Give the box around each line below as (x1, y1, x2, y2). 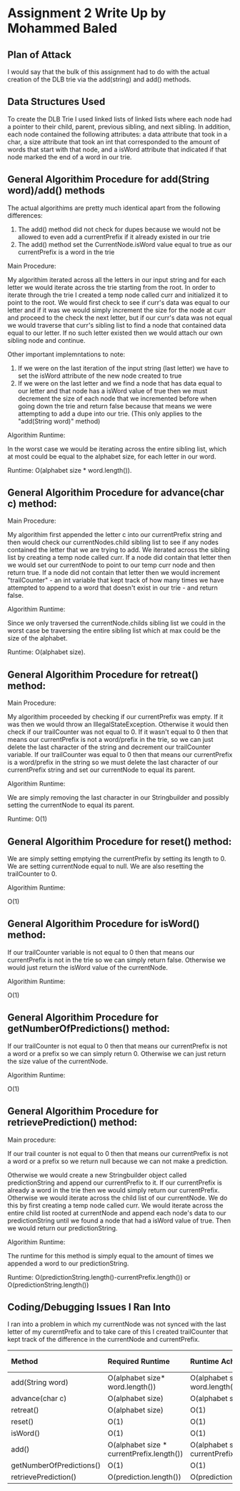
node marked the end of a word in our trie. (7, 152, 132, 161)
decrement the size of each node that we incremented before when (17, 394, 216, 403)
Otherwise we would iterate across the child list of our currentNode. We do (7, 1193, 228, 1202)
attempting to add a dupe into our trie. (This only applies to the (17, 409, 202, 418)
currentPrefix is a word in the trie (17, 248, 115, 256)
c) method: (7, 498, 57, 510)
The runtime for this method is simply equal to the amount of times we (7, 1251, 214, 1260)
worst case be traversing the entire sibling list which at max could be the (7, 626, 221, 635)
